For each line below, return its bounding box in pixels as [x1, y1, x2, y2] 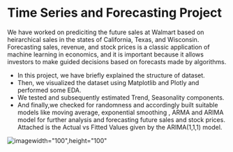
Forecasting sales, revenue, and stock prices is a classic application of [7, 43, 211, 51]
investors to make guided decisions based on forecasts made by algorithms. [7, 57, 227, 66]
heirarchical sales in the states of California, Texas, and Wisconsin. [7, 35, 200, 43]
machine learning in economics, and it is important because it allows [7, 50, 204, 59]
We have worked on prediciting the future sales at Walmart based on [7, 28, 204, 36]
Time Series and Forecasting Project [7, 5, 222, 21]
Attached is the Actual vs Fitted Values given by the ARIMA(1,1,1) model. [17, 123, 223, 131]
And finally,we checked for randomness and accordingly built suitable [17, 100, 218, 109]
